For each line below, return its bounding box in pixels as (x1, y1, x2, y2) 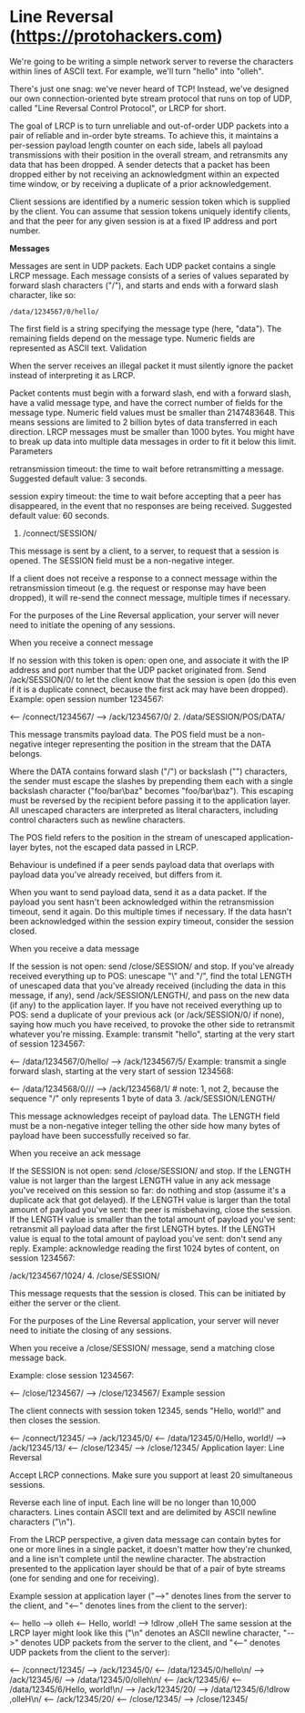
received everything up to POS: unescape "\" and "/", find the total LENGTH (9, 970, 293, 981)
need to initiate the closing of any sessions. (9, 1325, 172, 1336)
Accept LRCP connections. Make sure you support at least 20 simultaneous (9, 1470, 293, 1481)
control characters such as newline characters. (9, 814, 186, 825)
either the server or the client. (9, 1297, 121, 1308)
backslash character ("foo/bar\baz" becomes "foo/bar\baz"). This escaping (9, 785, 294, 796)
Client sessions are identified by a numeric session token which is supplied (9, 196, 291, 207)
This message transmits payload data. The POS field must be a (9, 728, 246, 739)
